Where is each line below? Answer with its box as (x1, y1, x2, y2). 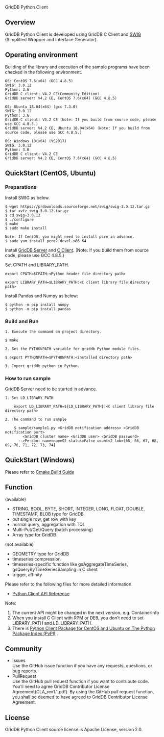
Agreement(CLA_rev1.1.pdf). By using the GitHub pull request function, (12, 689, 154, 695)
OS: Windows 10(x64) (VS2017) (5, 138, 67, 144)
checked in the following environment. (5, 69, 82, 75)
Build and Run (5, 318, 39, 325)
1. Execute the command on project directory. (5, 329, 102, 334)
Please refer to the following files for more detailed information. (5, 581, 133, 587)
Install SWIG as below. (5, 195, 50, 201)
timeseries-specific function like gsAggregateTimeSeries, (12, 561, 128, 567)
